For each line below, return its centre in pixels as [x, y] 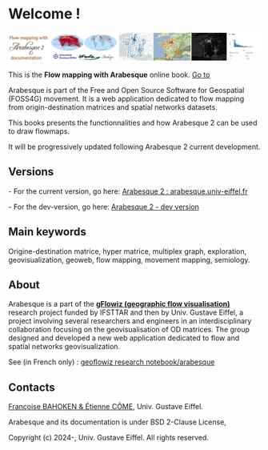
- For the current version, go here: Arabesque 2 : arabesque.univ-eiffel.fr [128, 191]
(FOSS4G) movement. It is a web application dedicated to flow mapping [126, 98]
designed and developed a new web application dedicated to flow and [124, 338]
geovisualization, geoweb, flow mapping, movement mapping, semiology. [129, 259]
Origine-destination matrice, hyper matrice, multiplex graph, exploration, [127, 251]
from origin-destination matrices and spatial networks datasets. [113, 107]
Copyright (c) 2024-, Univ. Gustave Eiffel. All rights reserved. [109, 438]
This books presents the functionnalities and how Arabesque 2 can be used [133, 123]
